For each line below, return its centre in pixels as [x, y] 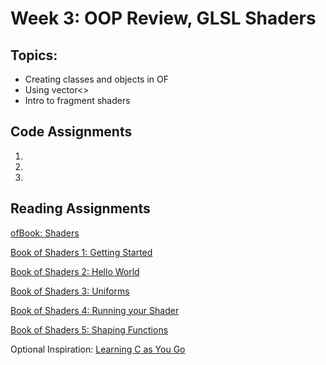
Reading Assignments [80, 208]
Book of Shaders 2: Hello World [75, 271]
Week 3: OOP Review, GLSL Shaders [163, 18]
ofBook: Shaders [45, 233]
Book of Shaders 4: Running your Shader [95, 310]
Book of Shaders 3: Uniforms [70, 291]
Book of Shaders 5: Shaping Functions [89, 329]
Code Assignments [71, 132]
